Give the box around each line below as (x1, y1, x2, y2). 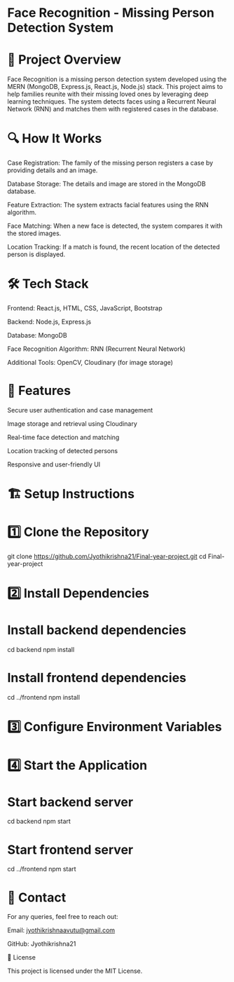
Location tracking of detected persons (7, 446, 118, 455)
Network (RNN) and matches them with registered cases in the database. (7, 105, 219, 113)
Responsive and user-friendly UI (7, 460, 101, 469)
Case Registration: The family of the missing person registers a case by (7, 159, 214, 167)
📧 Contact (7, 890, 67, 905)
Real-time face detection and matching (7, 433, 120, 441)
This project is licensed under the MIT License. (7, 967, 143, 975)
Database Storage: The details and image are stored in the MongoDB (7, 180, 206, 188)
